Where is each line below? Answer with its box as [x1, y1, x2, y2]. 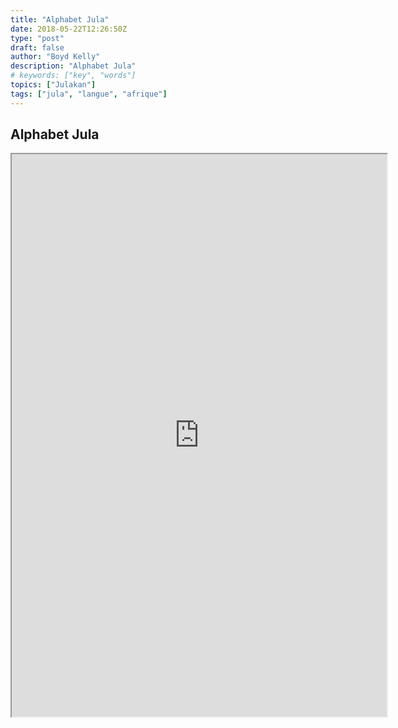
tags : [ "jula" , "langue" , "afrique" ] [10, 89, 168, 99]
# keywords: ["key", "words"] [10, 71, 137, 81]
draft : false [10, 42, 65, 53]
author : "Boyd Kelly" [10, 52, 101, 62]
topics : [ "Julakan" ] [10, 80, 97, 90]
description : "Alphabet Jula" [10, 61, 137, 71]
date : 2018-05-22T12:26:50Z [10, 24, 128, 34]
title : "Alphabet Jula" [10, 14, 110, 25]
